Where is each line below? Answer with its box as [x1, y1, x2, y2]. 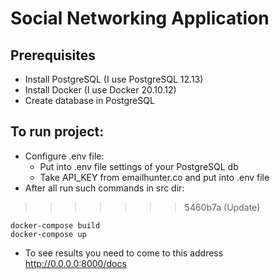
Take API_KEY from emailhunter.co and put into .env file [39, 171, 270, 183]
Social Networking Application [10, 7, 270, 30]
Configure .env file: [24, 150, 105, 162]
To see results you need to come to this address [24, 247, 224, 259]
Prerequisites [10, 47, 96, 64]
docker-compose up [10, 229, 87, 239]
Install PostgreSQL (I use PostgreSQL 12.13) [24, 73, 204, 85]
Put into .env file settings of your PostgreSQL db [39, 160, 239, 172]
